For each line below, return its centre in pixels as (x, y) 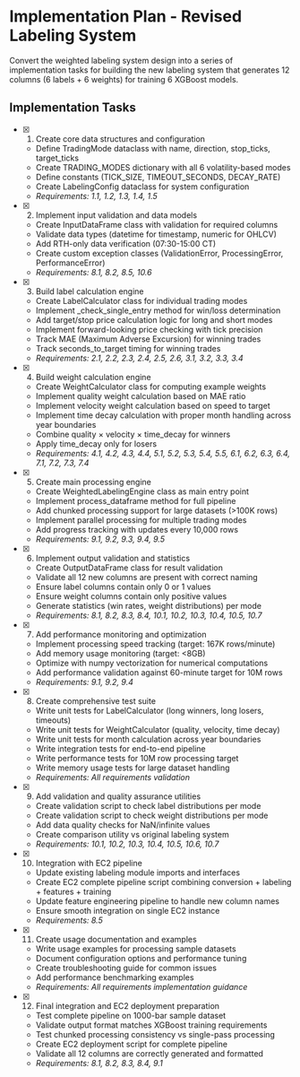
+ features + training (73, 891)
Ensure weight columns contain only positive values (131, 596)
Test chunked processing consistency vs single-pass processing (155, 1034)
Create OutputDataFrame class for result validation (129, 568)
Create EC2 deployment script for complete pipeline (132, 1044)
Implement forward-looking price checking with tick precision (149, 329)
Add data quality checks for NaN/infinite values (123, 825)
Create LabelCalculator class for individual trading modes (141, 300)
